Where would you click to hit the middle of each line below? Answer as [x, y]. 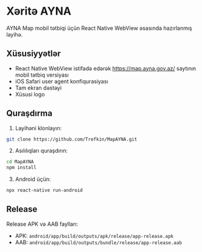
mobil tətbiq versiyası [42, 75]
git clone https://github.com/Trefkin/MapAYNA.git [72, 139]
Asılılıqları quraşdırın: [41, 151]
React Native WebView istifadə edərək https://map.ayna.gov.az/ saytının [106, 68]
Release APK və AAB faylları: [42, 224]
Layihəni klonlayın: [38, 128]
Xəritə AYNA [39, 11]
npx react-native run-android [45, 191]
